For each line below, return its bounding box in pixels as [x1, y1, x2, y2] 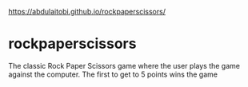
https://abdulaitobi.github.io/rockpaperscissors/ [8, 7, 166, 16]
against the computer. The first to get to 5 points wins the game [8, 69, 218, 79]
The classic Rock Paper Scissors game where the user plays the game [8, 61, 240, 70]
